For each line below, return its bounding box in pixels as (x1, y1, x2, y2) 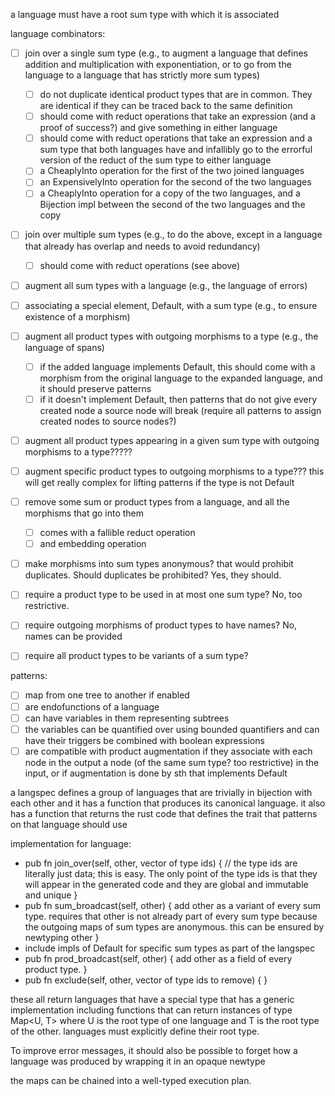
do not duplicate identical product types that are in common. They (39, 89, 313, 101)
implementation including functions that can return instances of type (10, 1004, 293, 1016)
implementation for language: (10, 837, 132, 849)
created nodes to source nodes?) (39, 415, 177, 427)
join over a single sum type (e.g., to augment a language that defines (24, 47, 308, 59)
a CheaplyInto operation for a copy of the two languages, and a (39, 187, 301, 199)
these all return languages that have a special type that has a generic (10, 993, 295, 1005)
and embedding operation (39, 538, 147, 550)
